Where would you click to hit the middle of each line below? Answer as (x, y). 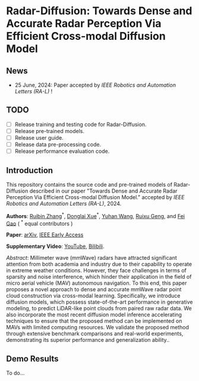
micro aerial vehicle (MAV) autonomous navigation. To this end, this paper (97, 283)
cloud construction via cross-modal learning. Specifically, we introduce (93, 296)
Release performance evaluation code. (62, 151)
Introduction (30, 170)
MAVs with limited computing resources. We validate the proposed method (97, 328)
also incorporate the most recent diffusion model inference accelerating (94, 315)
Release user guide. (39, 137)
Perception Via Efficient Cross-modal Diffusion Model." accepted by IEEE (95, 197)
